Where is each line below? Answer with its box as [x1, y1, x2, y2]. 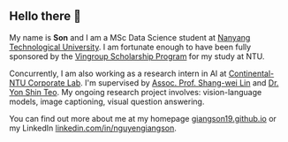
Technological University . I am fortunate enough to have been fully [9, 41, 252, 52]
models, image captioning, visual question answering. [9, 96, 205, 107]
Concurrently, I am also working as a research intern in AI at [9, 68, 227, 78]
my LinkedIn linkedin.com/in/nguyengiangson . [9, 123, 177, 133]
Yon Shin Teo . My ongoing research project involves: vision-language [9, 86, 262, 97]
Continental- [228, 68, 275, 78]
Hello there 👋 [9, 9, 82, 24]
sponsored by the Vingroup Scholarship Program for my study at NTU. [9, 50, 265, 62]
